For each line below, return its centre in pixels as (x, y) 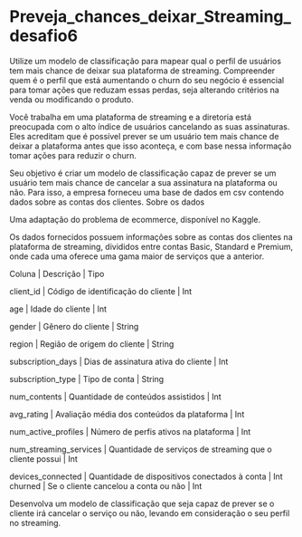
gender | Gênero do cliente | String (74, 326)
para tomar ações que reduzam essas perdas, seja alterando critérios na (145, 90)
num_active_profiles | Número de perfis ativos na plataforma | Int (130, 431)
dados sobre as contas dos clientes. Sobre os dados (107, 202)
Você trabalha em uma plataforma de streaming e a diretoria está (130, 117)
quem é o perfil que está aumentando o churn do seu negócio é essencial (147, 80)
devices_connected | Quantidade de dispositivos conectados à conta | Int (146, 476)
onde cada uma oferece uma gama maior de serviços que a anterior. (137, 256)
